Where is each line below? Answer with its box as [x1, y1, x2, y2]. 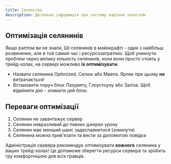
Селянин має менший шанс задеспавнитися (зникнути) [12, 127, 135, 133]
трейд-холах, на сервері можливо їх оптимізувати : [5, 61, 119, 67]
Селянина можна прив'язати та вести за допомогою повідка [12, 132, 146, 138]
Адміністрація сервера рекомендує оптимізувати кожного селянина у [5, 142, 161, 149]
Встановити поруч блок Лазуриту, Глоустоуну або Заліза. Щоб [12, 82, 150, 88]
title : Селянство [5, 7, 43, 13]
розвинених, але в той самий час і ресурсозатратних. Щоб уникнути [5, 50, 157, 56]
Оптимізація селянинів [5, 31, 84, 40]
